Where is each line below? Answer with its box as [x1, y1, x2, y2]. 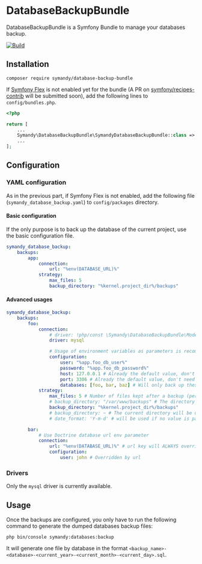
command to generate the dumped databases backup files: [6, 522, 153, 530]
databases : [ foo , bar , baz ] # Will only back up [60, 382, 185, 388]
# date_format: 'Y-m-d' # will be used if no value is [49, 416, 189, 422]
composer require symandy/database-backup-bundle [6, 75, 133, 81]
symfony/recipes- [150, 86, 195, 93]
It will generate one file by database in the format [6, 545, 128, 552]
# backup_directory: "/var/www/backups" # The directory [49, 399, 195, 405]
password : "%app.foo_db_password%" [60, 365, 149, 371]
